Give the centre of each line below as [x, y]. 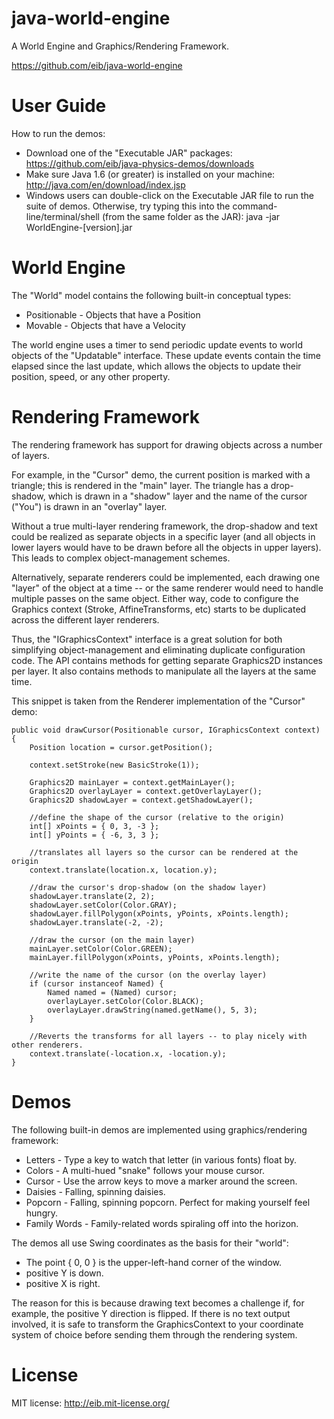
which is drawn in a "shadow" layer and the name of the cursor [177, 496]
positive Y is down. [64, 1273]
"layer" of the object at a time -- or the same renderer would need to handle [167, 588]
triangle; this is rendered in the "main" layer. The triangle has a [140, 485]
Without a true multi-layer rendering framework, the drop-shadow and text [164, 526]
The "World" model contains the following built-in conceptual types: [151, 295]
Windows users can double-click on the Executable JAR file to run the [169, 195]
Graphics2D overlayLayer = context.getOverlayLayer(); [146, 791]
